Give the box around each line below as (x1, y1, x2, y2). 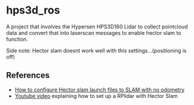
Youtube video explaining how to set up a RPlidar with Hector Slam (14, 92, 178, 99)
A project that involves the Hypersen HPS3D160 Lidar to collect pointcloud (6, 23, 188, 30)
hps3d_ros (6, 4, 61, 17)
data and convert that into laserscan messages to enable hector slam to (6, 29, 182, 36)
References (6, 70, 50, 80)
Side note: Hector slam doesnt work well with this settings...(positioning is (6, 47, 187, 54)
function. (6, 35, 28, 42)
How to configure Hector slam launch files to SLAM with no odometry (14, 86, 185, 93)
